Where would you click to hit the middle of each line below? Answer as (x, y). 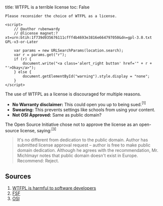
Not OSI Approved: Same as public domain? (57, 115)
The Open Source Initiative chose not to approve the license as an (71, 124)
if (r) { (23, 59)
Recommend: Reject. (38, 161)
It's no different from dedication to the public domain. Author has (82, 140)
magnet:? (49, 33)
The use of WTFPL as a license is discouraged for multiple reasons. (73, 94)
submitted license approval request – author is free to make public (84, 145)
